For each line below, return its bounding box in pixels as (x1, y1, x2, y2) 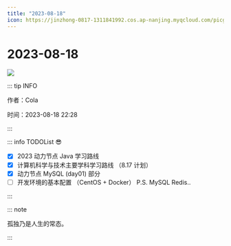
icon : (7, 17, 23, 23)
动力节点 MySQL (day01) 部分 (16, 170, 101, 178)
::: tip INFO (7, 82, 38, 90)
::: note (7, 205, 27, 214)
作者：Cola (7, 96, 38, 104)
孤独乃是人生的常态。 (7, 219, 67, 227)
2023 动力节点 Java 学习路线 (16, 152, 100, 161)
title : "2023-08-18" (7, 10, 67, 17)
